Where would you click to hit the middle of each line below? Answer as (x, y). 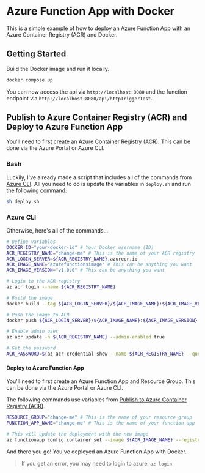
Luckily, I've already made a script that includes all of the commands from (99, 177)
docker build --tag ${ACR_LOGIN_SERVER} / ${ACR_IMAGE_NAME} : (85, 304)
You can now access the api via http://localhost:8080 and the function (97, 91)
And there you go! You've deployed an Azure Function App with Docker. (97, 452)
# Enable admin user (33, 332)
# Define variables (31, 242)
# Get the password (31, 348)
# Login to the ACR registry (43, 281)
